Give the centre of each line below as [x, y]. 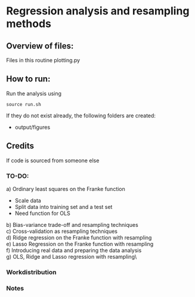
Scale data [28, 200]
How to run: [28, 79]
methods [29, 24]
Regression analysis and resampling [98, 11]
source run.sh [24, 104]
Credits [20, 146]
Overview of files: [40, 46]
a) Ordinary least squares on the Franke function [66, 189]
